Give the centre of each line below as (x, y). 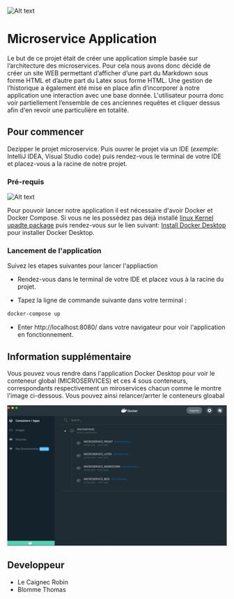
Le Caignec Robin (42, 582)
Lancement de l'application (54, 250)
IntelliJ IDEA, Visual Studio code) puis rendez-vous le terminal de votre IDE (114, 156)
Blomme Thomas (41, 589)
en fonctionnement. (45, 335)
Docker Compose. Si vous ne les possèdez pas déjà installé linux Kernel (110, 218)
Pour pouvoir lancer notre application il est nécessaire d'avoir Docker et (110, 211)
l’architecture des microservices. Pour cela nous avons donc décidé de (109, 66)
